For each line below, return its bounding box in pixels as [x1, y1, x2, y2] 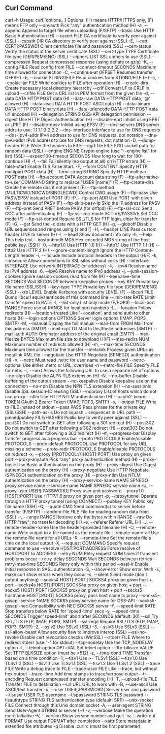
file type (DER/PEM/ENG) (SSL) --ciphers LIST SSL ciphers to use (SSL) [5, 54, 151, 60]
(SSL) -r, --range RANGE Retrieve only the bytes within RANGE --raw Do [5, 514, 152, 520]
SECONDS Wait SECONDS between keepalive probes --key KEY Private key [5, 278, 159, 285]
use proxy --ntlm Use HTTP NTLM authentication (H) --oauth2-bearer [5, 393, 147, 399]
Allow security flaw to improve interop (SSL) [37, 629, 127, 635]
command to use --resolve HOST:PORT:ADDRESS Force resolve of [5, 545, 140, 551]
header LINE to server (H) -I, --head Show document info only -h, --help [5, 231, 152, 237]
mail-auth [5, 331, 25, 337]
